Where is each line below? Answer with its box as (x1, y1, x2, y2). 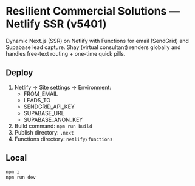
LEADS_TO (23, 96, 51, 104)
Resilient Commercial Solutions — (5, 4, 180, 18)
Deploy (5, 68, 33, 78)
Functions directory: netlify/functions (14, 135, 113, 142)
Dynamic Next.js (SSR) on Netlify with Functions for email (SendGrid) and (5, 37, 190, 44)
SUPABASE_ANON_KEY (23, 116, 83, 123)
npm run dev (5, 174, 36, 181)
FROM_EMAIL (23, 90, 58, 98)
